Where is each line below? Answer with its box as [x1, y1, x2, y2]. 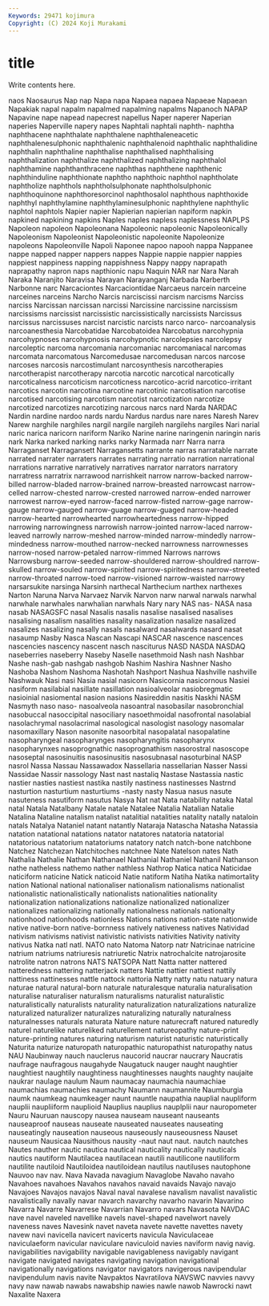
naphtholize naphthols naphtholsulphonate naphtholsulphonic [8, 181, 212, 191]
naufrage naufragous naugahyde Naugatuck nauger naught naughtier [8, 1060, 239, 1069]
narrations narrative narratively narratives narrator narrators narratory [8, 462, 239, 472]
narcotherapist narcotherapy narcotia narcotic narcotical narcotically [8, 368, 235, 378]
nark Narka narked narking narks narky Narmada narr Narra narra [8, 437, 226, 446]
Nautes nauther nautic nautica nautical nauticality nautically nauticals [8, 1145, 237, 1154]
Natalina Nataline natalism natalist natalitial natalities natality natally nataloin [8, 812, 259, 822]
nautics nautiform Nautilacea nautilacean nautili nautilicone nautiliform [8, 1153, 240, 1163]
